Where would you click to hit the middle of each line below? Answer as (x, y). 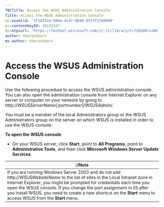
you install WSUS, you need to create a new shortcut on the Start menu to (81, 193)
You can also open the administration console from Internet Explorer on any (81, 94)
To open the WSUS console (33, 134)
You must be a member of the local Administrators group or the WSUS (76, 114)
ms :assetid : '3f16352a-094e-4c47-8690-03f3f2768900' (60, 20)
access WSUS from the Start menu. (43, 198)
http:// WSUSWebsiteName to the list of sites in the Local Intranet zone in (80, 177)
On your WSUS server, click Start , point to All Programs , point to (77, 144)
